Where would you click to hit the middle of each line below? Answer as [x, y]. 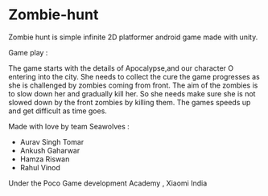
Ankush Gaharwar [50, 150]
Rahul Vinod [40, 167]
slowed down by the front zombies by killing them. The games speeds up [130, 102]
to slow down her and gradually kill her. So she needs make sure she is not [132, 93]
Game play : [28, 52]
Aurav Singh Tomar [52, 141]
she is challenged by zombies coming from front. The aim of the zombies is [133, 85]
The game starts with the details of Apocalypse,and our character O [121, 68]
